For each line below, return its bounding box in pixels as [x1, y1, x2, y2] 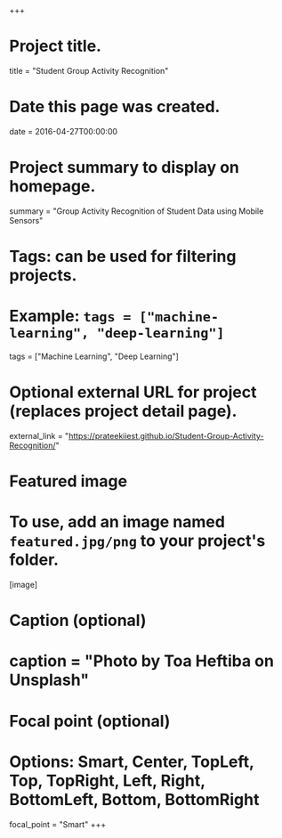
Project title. [9, 37, 102, 56]
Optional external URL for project [9, 382, 257, 403]
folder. [9, 549, 60, 570]
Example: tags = [9, 306, 132, 326]
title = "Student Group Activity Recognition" [9, 65, 169, 76]
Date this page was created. [9, 97, 221, 117]
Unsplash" [9, 670, 90, 690]
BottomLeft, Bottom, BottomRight [9, 789, 260, 810]
